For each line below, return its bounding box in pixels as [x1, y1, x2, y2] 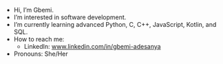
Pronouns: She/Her [13, 50, 69, 58]
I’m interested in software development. [13, 13, 127, 21]
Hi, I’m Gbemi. [13, 6, 54, 14]
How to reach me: [13, 35, 65, 43]
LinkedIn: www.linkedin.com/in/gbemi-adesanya [23, 43, 161, 50]
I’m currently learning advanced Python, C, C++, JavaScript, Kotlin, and [13, 21, 217, 28]
